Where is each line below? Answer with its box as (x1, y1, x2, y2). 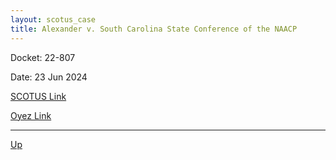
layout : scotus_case (10, 14, 97, 25)
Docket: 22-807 (10, 51, 76, 63)
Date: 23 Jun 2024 (10, 71, 88, 83)
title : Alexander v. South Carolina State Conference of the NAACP (10, 24, 298, 34)
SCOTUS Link (10, 90, 67, 102)
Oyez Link (10, 109, 52, 121)
